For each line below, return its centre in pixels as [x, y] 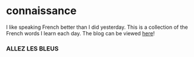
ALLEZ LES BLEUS [32, 48]
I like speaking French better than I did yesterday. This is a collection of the [97, 27]
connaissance [41, 11]
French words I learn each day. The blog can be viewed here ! [80, 33]
